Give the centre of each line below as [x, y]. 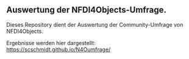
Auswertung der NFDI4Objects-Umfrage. [86, 10]
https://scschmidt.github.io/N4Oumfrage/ [59, 49]
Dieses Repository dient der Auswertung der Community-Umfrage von [95, 24]
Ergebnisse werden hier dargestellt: [51, 43]
